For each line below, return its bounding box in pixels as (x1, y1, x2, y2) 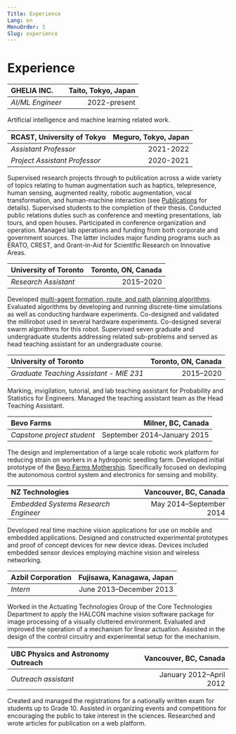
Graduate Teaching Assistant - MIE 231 (11, 369, 144, 379)
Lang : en (7, 17, 33, 24)
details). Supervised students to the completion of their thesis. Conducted (7, 203, 221, 212)
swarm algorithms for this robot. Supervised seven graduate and (7, 325, 195, 334)
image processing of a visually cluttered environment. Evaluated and (7, 617, 206, 626)
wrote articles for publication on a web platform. (7, 719, 147, 728)
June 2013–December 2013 (78, 585, 174, 595)
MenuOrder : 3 (7, 23, 46, 30)
